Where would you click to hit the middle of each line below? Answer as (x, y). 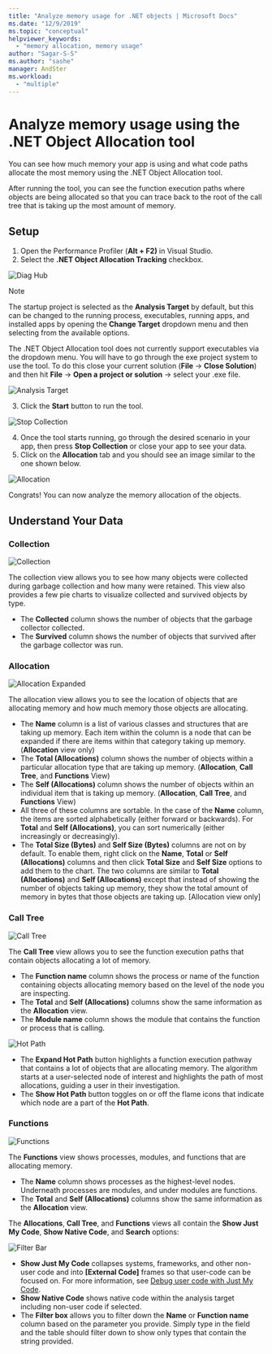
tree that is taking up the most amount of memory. (92, 206)
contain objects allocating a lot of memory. (80, 960)
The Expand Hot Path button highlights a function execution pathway (136, 1059)
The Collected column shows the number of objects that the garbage (136, 618)
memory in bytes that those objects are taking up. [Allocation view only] (140, 897)
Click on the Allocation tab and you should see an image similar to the (138, 455)
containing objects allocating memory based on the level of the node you (142, 985)
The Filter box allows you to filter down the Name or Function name (134, 1315)
